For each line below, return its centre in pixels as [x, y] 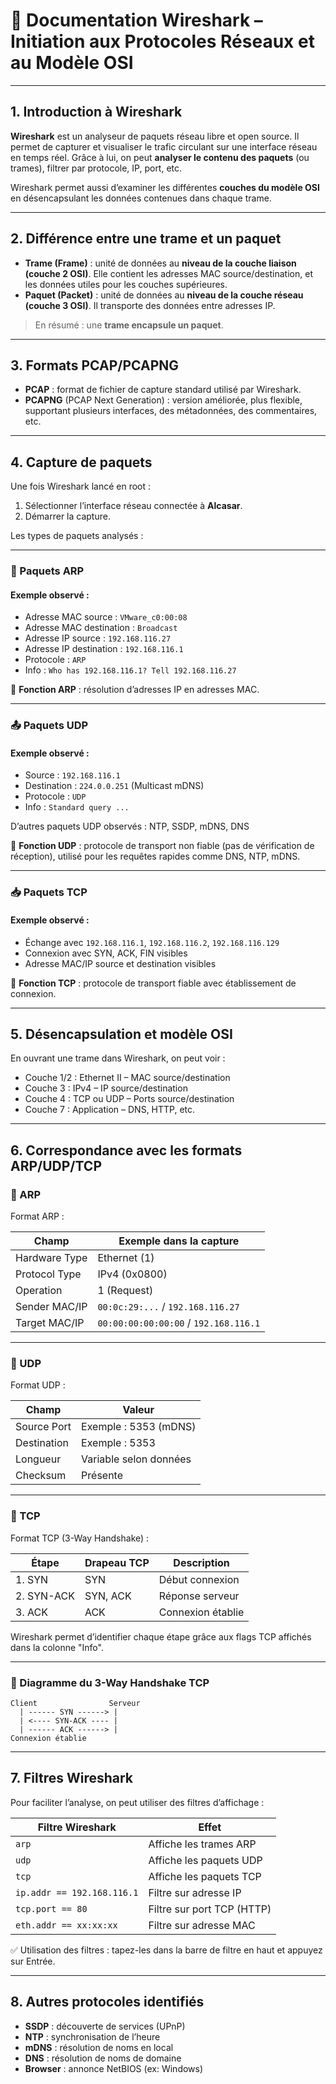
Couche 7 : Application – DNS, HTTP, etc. [110, 1110]
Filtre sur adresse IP [195, 1892]
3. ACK [31, 1612]
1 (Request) [125, 1291]
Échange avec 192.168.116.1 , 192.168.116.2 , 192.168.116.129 [152, 942]
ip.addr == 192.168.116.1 [77, 1892]
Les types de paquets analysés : [77, 536]
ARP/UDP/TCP [56, 1165]
